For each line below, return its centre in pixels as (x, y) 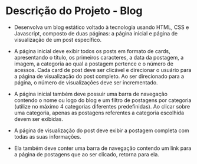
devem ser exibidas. (38, 119)
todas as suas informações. (47, 136)
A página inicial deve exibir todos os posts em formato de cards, (92, 51)
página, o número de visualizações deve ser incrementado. (86, 82)
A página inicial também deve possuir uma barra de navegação (91, 94)
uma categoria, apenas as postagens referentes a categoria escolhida (99, 113)
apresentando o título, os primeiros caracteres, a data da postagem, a (99, 57)
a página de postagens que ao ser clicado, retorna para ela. (87, 154)
